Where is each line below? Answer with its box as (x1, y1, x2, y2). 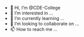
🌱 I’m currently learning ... (10, 15, 65, 21)
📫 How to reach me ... (10, 26, 58, 32)
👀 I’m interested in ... (10, 10, 53, 16)
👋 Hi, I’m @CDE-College (10, 5, 61, 10)
